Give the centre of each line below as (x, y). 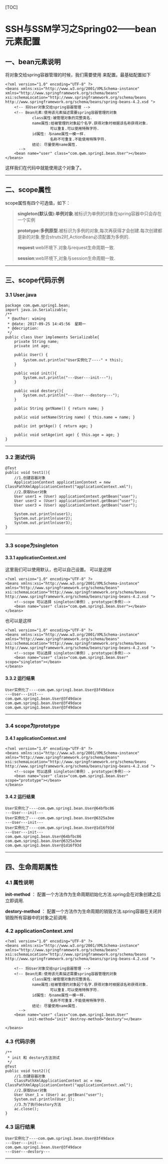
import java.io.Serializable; (37, 310)
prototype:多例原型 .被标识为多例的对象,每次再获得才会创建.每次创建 (87, 230)
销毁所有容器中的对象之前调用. (37, 918)
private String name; (36, 341)
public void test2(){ (28, 1071)
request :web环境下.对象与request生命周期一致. (66, 247)
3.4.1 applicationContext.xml (36, 738)
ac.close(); (26, 1109)
